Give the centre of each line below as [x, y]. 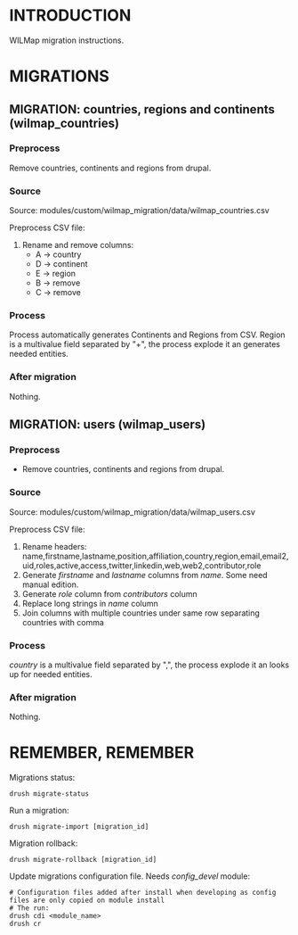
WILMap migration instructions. [67, 40]
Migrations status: [42, 778]
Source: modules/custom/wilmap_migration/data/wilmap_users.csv [133, 512]
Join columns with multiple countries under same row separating [141, 613]
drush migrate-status [49, 794]
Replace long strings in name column [90, 603]
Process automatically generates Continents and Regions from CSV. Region [148, 335]
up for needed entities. [51, 674]
